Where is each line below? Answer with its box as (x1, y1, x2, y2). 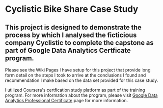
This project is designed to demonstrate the (5, 23, 141, 32)
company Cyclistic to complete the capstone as (5, 38, 154, 47)
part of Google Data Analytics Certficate (5, 46, 131, 55)
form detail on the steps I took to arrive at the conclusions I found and (5, 72, 146, 78)
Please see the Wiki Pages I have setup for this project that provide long (5, 67, 151, 72)
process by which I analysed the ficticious (5, 31, 137, 39)
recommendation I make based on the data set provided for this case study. (5, 77, 158, 83)
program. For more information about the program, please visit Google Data (5, 92, 158, 98)
